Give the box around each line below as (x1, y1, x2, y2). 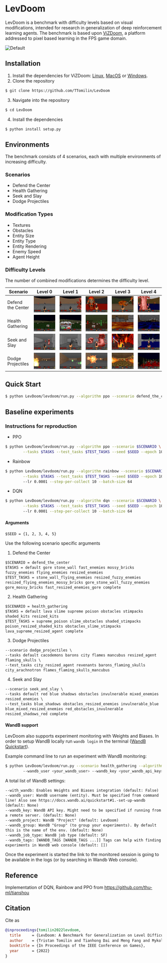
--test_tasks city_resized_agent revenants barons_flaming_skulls (5, 663, 146, 668)
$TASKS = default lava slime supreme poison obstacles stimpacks (5, 609, 143, 614)
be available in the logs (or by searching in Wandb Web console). (5, 857, 138, 863)
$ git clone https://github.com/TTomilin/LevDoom (5, 88, 110, 93)
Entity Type (12, 238, 36, 244)
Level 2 (88, 289, 104, 294)
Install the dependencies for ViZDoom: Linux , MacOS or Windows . (12, 73, 148, 79)
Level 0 (37, 289, 53, 294)
